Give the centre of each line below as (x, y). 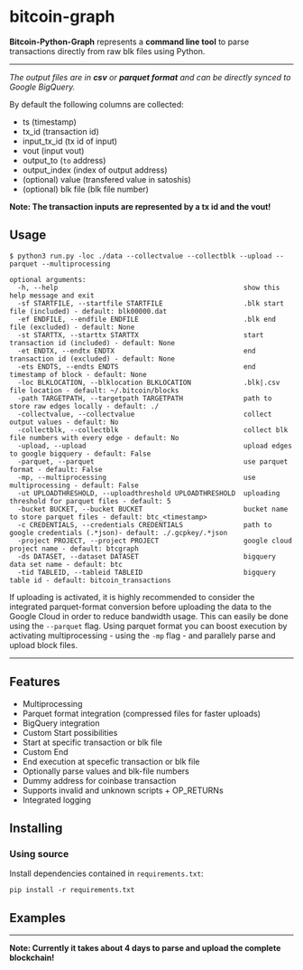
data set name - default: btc (66, 564)
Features (35, 682)
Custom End (45, 751)
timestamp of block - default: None (78, 374)
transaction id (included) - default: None (92, 343)
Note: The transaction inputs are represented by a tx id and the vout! (140, 206)
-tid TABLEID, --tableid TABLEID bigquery (147, 572)
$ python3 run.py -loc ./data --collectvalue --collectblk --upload (141, 256)
